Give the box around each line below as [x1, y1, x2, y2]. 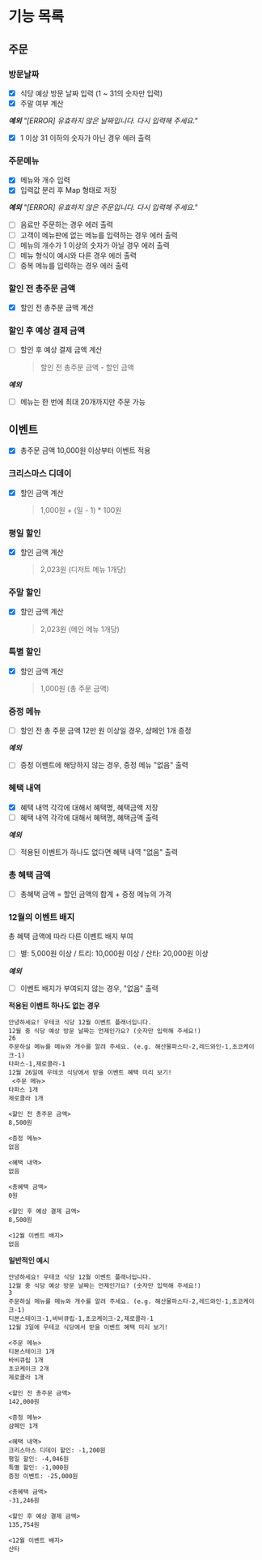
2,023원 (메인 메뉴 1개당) [40, 624, 120, 634]
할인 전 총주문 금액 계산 [19, 303, 95, 313]
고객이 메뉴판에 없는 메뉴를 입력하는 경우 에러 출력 [19, 230, 178, 240]
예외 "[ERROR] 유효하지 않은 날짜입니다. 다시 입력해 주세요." [8, 116, 198, 126]
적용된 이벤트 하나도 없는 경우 [8, 1000, 100, 1010]
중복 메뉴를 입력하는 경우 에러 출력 [19, 260, 129, 270]
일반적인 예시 [8, 1255, 50, 1265]
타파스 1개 [8, 1085, 39, 1094]
